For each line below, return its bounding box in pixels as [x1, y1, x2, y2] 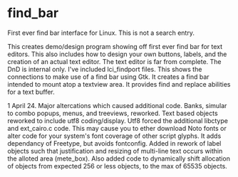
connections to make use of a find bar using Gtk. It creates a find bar [7, 73, 209, 81]
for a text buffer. [7, 87, 55, 96]
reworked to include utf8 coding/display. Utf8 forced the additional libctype [7, 116, 228, 125]
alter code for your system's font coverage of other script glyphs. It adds [7, 132, 222, 140]
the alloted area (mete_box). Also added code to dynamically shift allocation [7, 154, 230, 163]
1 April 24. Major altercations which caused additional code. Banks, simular [7, 101, 227, 109]
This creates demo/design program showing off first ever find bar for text [7, 42, 223, 50]
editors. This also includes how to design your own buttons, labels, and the [7, 50, 227, 58]
